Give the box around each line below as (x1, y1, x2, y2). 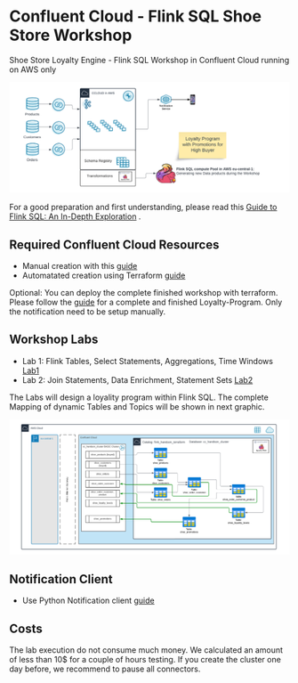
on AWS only (9, 64, 57, 75)
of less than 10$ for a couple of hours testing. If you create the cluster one (9, 655, 282, 665)
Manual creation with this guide (21, 261, 138, 272)
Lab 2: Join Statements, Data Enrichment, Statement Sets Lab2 (21, 374, 254, 385)
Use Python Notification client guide (21, 595, 155, 606)
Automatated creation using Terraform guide (21, 270, 186, 281)
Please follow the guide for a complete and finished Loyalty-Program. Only (9, 297, 283, 308)
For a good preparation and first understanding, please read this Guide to (9, 202, 278, 213)
